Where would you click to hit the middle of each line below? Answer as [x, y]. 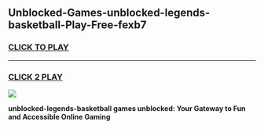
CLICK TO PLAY [38, 48]
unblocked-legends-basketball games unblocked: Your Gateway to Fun [127, 108]
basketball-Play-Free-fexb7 [77, 25]
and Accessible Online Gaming [59, 116]
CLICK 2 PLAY [35, 77]
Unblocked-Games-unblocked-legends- [109, 13]
